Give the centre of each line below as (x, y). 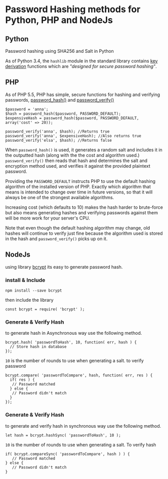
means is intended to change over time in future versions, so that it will (79, 192)
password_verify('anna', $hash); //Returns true (57, 131)
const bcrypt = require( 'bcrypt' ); (45, 309)
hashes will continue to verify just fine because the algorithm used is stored (84, 233)
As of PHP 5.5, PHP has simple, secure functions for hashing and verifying (83, 94)
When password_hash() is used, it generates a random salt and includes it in (84, 150)
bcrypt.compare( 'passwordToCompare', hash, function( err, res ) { (79, 375)
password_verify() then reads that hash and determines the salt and (76, 161)
